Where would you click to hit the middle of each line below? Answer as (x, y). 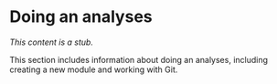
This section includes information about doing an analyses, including (138, 59)
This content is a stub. (52, 42)
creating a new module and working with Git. (94, 69)
